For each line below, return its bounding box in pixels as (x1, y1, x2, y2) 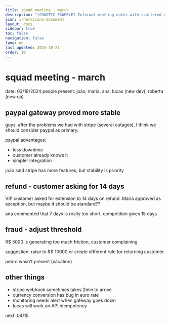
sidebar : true (5, 26, 35, 31)
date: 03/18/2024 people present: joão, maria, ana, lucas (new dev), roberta (5, 88, 163, 94)
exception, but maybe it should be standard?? (5, 201, 100, 207)
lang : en (5, 41, 24, 46)
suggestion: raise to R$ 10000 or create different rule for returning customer (5, 249, 164, 255)
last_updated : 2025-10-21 (5, 45, 60, 50)
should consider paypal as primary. (5, 127, 79, 133)
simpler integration (12, 157, 52, 164)
